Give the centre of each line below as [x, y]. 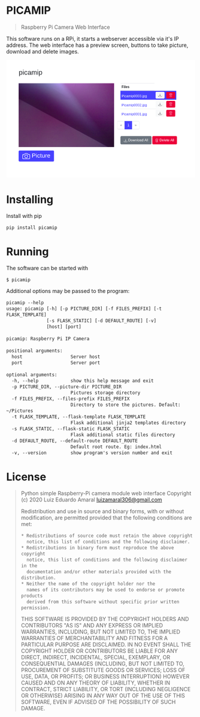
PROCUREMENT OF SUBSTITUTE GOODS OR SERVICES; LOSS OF [103, 670]
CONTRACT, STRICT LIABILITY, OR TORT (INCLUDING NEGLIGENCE [106, 689]
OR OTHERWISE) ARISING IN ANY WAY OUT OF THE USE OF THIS [103, 696]
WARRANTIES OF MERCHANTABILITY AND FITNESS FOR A [94, 638]
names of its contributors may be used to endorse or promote [106, 590]
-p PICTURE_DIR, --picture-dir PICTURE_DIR [66, 387]
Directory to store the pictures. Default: [125, 405]
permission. [36, 608]
